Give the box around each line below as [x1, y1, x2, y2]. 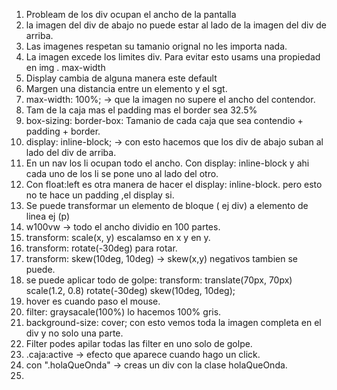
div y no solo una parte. [25, 327, 124, 339]
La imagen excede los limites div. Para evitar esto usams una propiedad [25, 51, 321, 63]
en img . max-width [25, 62, 106, 73]
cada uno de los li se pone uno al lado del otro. [25, 168, 219, 179]
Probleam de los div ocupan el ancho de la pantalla [25, 9, 237, 20]
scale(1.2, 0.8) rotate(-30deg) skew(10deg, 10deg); [25, 285, 236, 296]
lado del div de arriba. [25, 147, 117, 158]
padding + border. [25, 125, 101, 137]
